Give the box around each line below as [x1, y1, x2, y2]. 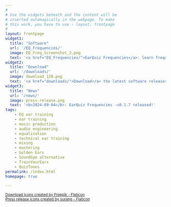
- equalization [14, 131, 47, 136]
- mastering [14, 145, 40, 151]
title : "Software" [10, 41, 49, 46]
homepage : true [5, 174, 38, 179]
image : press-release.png [10, 98, 65, 103]
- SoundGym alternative [14, 155, 65, 160]
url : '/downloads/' [10, 70, 51, 75]
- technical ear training [14, 136, 70, 141]
